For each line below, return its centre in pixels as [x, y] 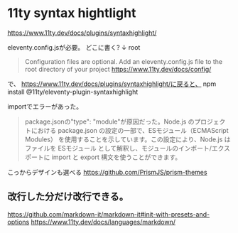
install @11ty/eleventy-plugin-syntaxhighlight [73, 92]
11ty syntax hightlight [72, 13]
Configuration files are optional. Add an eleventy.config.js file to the [123, 61]
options [18, 222]
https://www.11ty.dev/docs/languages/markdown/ [103, 222]
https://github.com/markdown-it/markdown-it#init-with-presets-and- [109, 214]
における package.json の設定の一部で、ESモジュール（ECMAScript [130, 130]
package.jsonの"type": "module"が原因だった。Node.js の [109, 121]
